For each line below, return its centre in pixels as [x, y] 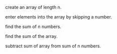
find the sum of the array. [31, 36]
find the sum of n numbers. [33, 26]
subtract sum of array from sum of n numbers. [53, 46]
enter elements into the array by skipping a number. [59, 17]
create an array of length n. [33, 7]
